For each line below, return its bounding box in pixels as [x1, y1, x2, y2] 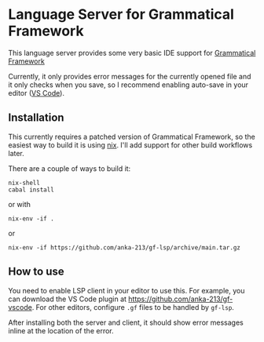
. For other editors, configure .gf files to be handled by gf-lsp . [31, 302, 234, 311]
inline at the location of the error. [8, 326, 114, 335]
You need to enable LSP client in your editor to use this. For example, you [8, 286, 245, 295]
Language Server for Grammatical [8, 5, 234, 24]
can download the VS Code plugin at [8, 294, 127, 304]
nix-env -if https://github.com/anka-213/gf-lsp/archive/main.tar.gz [8, 243, 241, 252]
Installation [8, 111, 64, 125]
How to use [8, 265, 64, 278]
